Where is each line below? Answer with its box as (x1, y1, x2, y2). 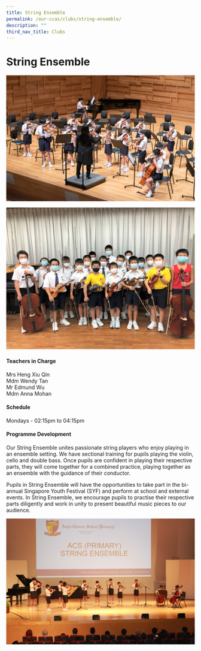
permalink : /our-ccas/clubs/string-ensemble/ (6, 16, 121, 22)
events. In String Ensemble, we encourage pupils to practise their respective (6, 493, 194, 501)
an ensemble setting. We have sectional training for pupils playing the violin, (6, 450, 194, 457)
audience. (6, 507, 31, 514)
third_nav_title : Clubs (6, 29, 66, 35)
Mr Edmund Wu (6, 384, 45, 391)
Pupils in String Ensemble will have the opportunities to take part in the (6, 481, 181, 488)
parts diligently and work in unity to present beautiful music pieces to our (6, 500, 187, 507)
